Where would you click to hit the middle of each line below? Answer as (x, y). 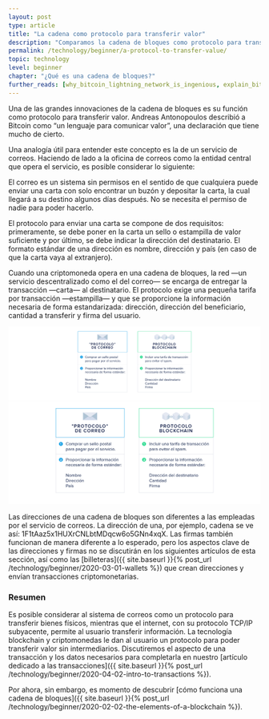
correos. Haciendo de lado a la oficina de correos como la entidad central (130, 158)
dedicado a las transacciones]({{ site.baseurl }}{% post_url (105, 666)
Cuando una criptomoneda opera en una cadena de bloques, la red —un (128, 273)
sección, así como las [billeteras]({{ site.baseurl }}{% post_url (110, 559)
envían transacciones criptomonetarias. (74, 576)
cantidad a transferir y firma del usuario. (75, 315)
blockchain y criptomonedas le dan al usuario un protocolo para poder (124, 640)
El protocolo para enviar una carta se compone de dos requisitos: (116, 223)
